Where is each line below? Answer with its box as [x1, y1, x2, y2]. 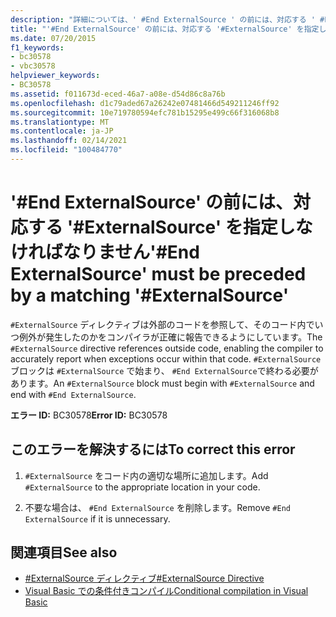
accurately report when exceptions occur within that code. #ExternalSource [10, 352, 322, 365]
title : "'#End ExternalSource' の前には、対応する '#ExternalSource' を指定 [10, 24, 320, 34]
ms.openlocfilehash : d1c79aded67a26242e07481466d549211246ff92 [10, 98, 280, 108]
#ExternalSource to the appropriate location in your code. [24, 481, 261, 493]
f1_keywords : [10, 42, 65, 53]
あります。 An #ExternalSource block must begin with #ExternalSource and [10, 377, 315, 389]
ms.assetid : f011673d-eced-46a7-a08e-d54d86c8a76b [10, 89, 226, 99]
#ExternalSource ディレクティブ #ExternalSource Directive [24, 572, 265, 585]
